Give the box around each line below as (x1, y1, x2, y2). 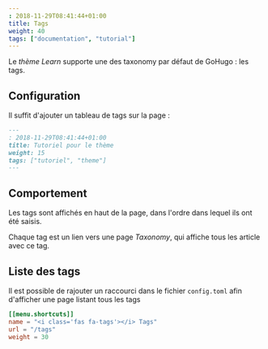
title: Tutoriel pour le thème (8, 141, 114, 149)
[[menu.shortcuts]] (8, 310, 74, 318)
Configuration (8, 88, 81, 102)
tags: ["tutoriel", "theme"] (8, 156, 107, 165)
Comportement (8, 186, 87, 200)
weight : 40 (8, 27, 45, 35)
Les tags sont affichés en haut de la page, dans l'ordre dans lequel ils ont (8, 208, 253, 218)
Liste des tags (8, 265, 81, 278)
